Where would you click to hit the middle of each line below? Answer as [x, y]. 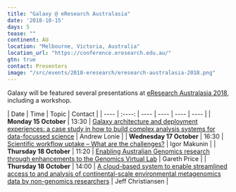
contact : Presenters [38, 66]
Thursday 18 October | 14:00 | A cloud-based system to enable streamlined [117, 166]
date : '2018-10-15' [36, 20]
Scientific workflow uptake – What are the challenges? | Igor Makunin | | [112, 143]
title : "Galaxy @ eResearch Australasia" [69, 14]
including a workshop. [39, 100]
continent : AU [28, 40]
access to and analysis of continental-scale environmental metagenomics [114, 174]
